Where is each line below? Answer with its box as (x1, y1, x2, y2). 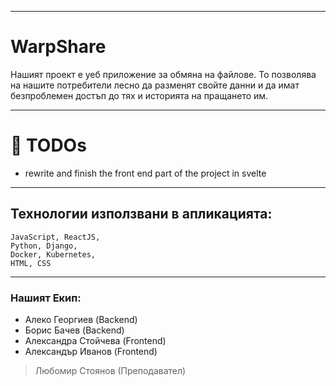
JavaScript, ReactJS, (10, 232, 101, 242)
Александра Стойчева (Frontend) (24, 334, 167, 346)
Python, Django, (10, 241, 78, 251)
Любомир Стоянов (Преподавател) (34, 364, 187, 376)
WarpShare (10, 36, 107, 58)
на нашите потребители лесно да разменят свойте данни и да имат (10, 79, 300, 91)
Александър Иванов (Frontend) (24, 345, 158, 357)
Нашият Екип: (10, 291, 82, 305)
